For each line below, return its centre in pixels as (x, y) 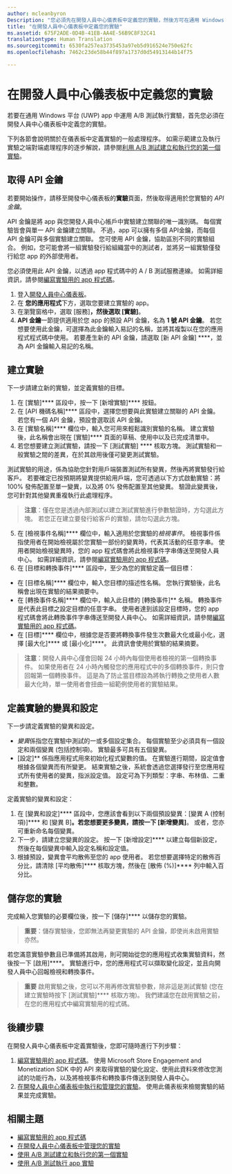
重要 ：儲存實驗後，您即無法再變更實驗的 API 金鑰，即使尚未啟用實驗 (122, 931)
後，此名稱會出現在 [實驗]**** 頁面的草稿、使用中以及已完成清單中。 (115, 437)
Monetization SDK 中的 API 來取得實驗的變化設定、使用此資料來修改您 (117, 1069)
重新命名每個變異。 (50, 831)
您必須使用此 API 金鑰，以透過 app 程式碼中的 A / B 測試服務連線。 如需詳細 (115, 270)
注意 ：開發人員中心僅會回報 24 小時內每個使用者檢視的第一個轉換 (117, 658)
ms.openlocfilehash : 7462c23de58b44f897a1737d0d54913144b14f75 (100, 53)
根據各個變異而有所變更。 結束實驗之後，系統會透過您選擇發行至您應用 (118, 767)
